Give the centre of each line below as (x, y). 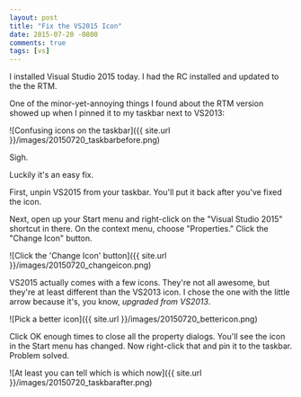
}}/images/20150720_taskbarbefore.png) (84, 140)
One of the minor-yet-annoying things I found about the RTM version (137, 103)
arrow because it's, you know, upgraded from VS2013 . (110, 302)
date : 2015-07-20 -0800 (54, 34)
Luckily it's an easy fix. (52, 175)
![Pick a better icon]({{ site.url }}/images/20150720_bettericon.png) (133, 319)
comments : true (38, 43)
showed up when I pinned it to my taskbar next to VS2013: (117, 113)
